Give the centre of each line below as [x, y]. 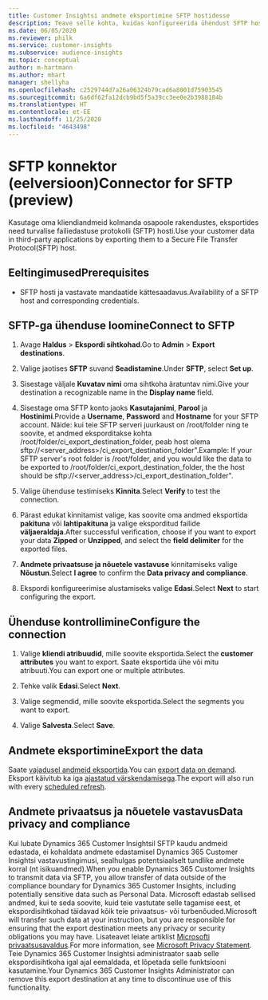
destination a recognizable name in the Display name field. [116, 392]
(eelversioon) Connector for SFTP [121, 183]
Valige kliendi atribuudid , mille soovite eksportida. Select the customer [136, 654]
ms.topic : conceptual [44, 61]
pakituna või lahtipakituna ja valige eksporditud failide [110, 524]
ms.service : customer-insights [60, 45]
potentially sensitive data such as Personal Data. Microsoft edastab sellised [132, 894]
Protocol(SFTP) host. [43, 247]
